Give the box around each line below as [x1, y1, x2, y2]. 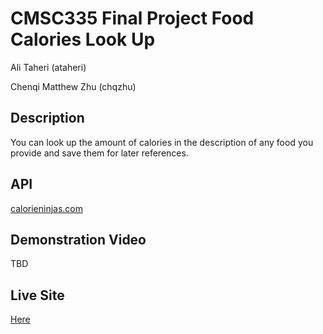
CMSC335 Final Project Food [10, 7, 255, 30]
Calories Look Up [10, 28, 156, 51]
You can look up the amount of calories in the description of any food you [10, 136, 314, 148]
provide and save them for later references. [10, 147, 189, 159]
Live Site [10, 287, 65, 304]
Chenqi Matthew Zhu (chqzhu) [10, 80, 137, 92]
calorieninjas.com [10, 202, 84, 214]
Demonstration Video [10, 231, 147, 248]
